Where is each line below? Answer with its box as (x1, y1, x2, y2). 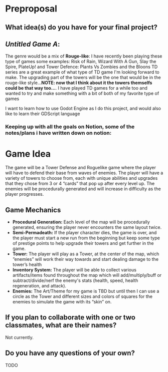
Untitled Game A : (5, 40, 60, 48)
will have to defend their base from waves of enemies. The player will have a (5, 170, 163, 176)
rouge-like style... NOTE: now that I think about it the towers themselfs (5, 80, 152, 86)
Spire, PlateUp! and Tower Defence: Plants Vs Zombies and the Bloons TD (5, 64, 158, 70)
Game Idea (5, 148, 51, 159)
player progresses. (5, 191, 44, 197)
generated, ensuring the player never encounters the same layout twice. (12, 224, 162, 230)
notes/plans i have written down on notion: (5, 130, 112, 137)
